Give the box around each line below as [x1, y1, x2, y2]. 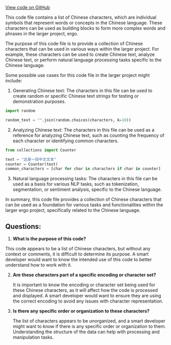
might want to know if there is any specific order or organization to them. [12, 324, 166, 330]
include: [5, 78, 22, 83]
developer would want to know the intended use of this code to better [5, 256, 152, 263]
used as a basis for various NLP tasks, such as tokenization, [12, 181, 139, 187]
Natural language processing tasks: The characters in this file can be [12, 176, 158, 182]
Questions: [5, 222, 41, 231]
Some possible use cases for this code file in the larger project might [5, 72, 150, 78]
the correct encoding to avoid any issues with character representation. [12, 298, 163, 304]
